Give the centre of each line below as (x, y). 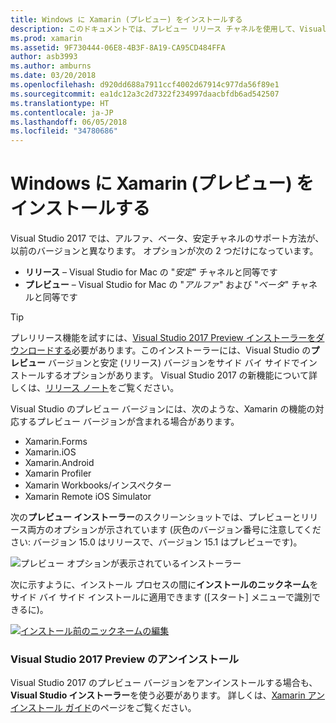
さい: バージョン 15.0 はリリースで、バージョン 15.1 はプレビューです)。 (156, 542)
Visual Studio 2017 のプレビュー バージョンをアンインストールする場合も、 (164, 683)
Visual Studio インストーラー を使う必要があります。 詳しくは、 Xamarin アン (168, 695)
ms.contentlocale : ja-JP (62, 112)
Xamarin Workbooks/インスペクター (98, 485)
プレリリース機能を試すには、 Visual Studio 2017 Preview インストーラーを (163, 338)
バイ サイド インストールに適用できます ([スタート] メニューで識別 (175, 597)
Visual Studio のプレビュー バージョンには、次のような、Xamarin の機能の (163, 409)
